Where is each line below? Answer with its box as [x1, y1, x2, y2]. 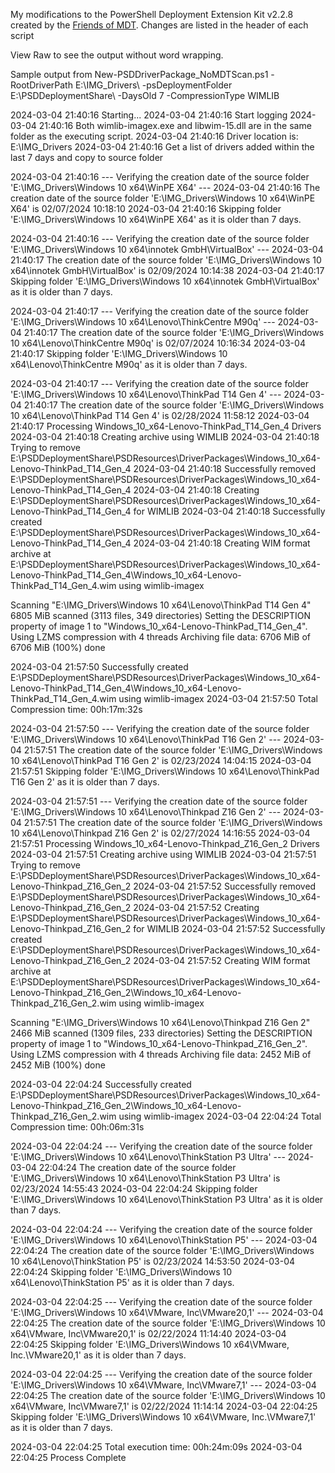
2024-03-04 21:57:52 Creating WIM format [133, 955, 311, 966]
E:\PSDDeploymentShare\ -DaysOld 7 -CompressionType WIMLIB [10, 90, 280, 101]
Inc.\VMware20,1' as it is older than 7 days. [10, 1349, 187, 1361]
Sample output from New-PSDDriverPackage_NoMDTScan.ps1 [10, 69, 269, 80]
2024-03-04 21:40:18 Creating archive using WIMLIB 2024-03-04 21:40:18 [10, 431, 320, 443]
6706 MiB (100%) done [10, 642, 106, 653]
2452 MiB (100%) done [10, 1059, 106, 1071]
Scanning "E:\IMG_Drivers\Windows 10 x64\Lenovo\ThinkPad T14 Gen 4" [10, 599, 312, 611]
